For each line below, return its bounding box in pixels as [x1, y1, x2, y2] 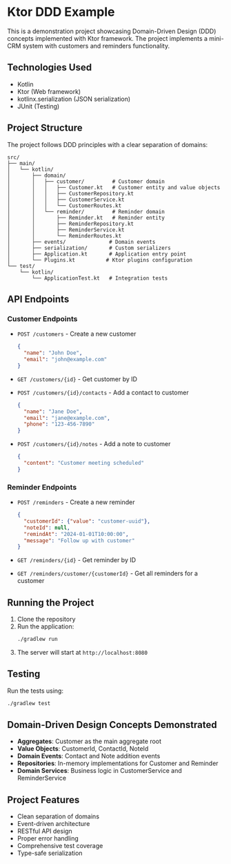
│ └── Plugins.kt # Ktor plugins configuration [7, 256, 193, 263]
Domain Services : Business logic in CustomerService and [17, 767, 183, 775]
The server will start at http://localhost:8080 [17, 648, 148, 656]
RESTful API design [17, 827, 72, 836]
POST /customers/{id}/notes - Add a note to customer [17, 440, 171, 448]
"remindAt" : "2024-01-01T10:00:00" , [23, 530, 129, 537]
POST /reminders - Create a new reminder [17, 498, 135, 506]
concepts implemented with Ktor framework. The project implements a [7, 34, 208, 42]
